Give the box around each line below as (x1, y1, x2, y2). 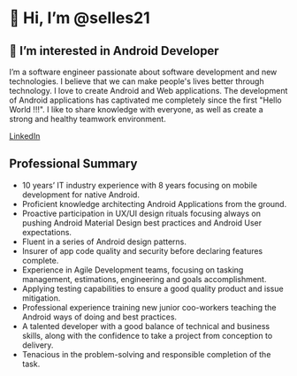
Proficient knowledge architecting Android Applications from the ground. (21, 198, 287, 209)
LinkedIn (9, 131, 41, 141)
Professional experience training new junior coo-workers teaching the (21, 302, 277, 312)
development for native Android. (21, 189, 140, 200)
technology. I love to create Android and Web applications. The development (9, 86, 288, 96)
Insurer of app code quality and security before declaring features (21, 245, 263, 256)
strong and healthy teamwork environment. (9, 114, 166, 124)
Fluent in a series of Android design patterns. (21, 236, 187, 247)
